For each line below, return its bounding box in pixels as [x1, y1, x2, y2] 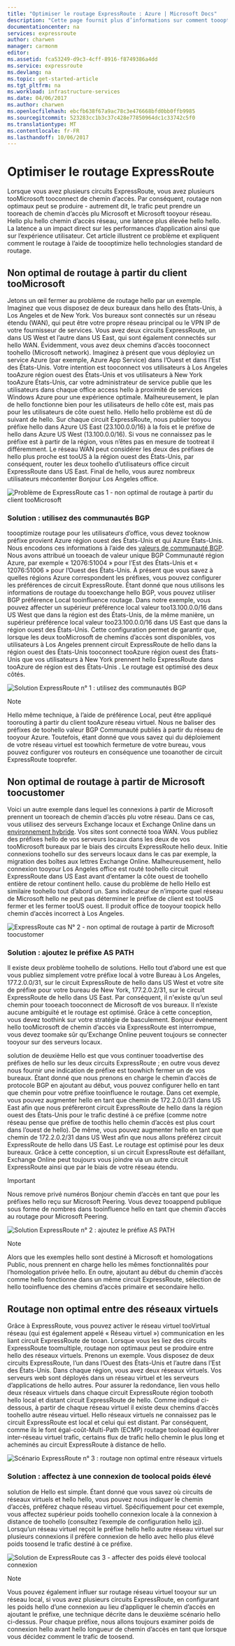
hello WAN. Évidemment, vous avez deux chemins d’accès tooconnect [7, 341, 211, 349]
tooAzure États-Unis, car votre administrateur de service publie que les [7, 378, 212, 386]
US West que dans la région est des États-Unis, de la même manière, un [7, 611, 215, 619]
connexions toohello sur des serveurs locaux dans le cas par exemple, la [7, 850, 217, 858]
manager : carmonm [7, 43, 58, 50]
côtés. [7, 670, 26, 679]
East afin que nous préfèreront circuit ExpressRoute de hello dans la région [7, 1103, 223, 1112]
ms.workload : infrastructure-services [7, 88, 120, 95]
